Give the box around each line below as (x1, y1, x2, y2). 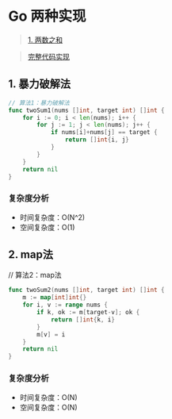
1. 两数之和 (27, 35, 63, 44)
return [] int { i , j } (64, 136, 129, 144)
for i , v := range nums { (22, 301, 109, 309)
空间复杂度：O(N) (19, 402, 78, 412)
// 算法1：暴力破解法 (8, 98, 70, 107)
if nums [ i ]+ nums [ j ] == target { (50, 129, 158, 136)
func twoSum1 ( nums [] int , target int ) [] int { (8, 106, 165, 114)
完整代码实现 (27, 52, 70, 61)
